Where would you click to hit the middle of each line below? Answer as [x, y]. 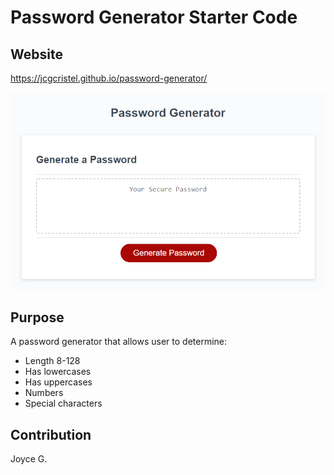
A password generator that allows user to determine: [119, 342]
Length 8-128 [52, 361]
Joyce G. [29, 459]
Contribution [51, 434]
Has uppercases [58, 382]
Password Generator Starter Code [154, 17]
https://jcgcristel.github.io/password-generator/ [109, 78]
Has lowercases [58, 372]
